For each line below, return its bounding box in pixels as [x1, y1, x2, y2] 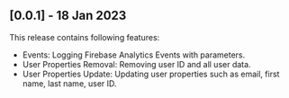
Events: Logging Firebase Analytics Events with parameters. [22, 49, 246, 60]
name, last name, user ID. [22, 77, 117, 89]
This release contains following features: [9, 31, 160, 42]
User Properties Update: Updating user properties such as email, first [22, 68, 280, 79]
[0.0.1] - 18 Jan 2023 [9, 8, 127, 23]
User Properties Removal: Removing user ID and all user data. [22, 58, 251, 69]
